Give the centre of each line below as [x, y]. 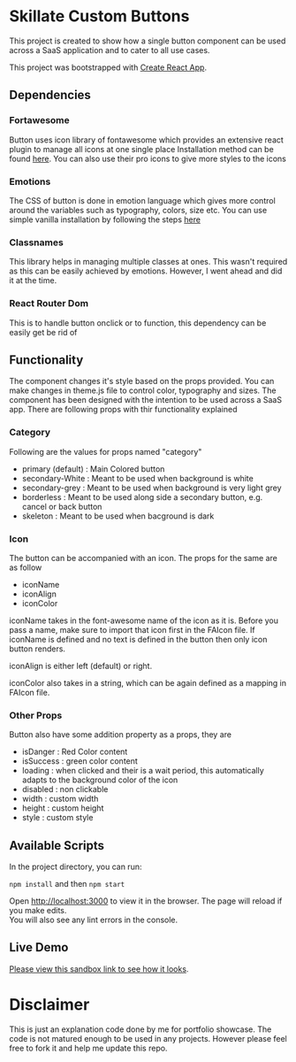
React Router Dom [49, 304]
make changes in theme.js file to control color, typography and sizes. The [143, 390]
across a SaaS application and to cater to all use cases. [110, 50]
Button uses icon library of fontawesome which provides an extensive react [147, 140]
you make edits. [38, 911]
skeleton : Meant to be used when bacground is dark [118, 516]
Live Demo [39, 947]
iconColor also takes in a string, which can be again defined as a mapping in [148, 682]
